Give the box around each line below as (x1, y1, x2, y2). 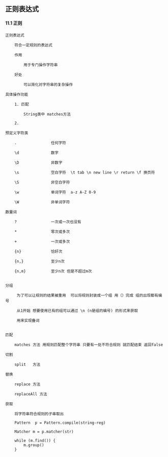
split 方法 (14, 362, 41, 367)
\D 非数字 (14, 160, 63, 165)
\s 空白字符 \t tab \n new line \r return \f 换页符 (14, 170, 155, 175)
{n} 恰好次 (14, 249, 63, 254)
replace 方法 (14, 382, 41, 387)
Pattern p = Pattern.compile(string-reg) (14, 420, 106, 425)
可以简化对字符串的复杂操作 (23, 82, 73, 87)
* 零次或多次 (14, 229, 70, 234)
